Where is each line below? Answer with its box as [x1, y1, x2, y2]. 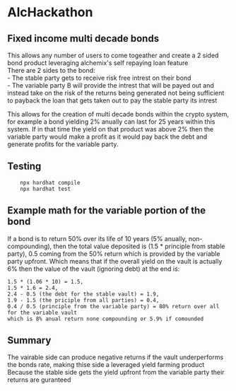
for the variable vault [7, 309, 78, 316]
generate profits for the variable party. [7, 140, 119, 148]
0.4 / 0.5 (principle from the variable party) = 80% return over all [7, 303, 220, 310]
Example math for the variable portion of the [7, 204, 206, 216]
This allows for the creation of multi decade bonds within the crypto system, [7, 110, 230, 118]
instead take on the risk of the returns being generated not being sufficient [7, 89, 225, 97]
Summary [7, 334, 52, 346]
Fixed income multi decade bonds [7, 33, 160, 45]
